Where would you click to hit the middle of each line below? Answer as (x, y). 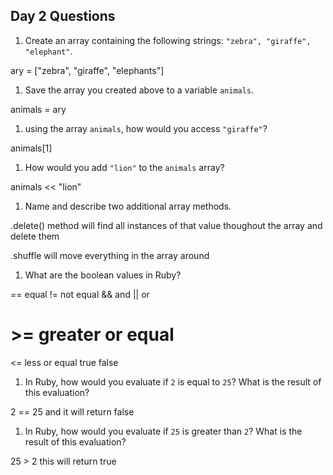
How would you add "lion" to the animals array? (124, 167)
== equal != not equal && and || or (80, 294)
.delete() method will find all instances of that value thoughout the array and (166, 225)
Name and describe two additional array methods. (128, 206)
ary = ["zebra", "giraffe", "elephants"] (87, 70)
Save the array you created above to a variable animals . (139, 90)
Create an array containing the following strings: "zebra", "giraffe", (168, 40)
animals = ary (38, 109)
